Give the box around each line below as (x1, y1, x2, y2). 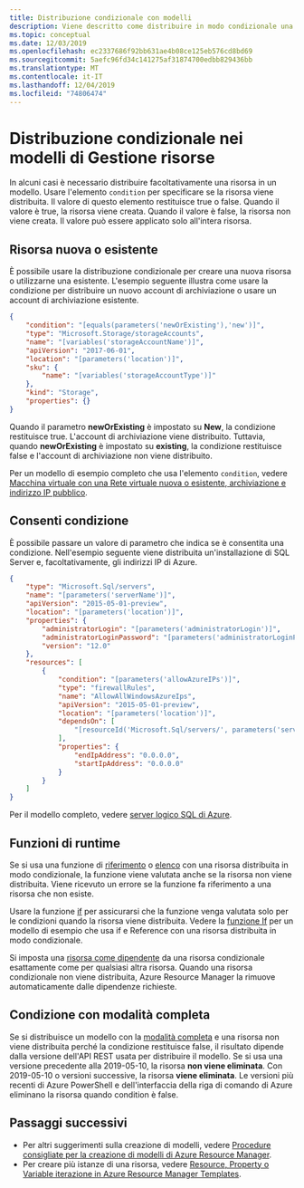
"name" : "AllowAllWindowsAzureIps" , (57, 692, 196, 701)
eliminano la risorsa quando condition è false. (9, 1088, 179, 1100)
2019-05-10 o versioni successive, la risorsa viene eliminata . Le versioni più (9, 1069, 294, 1080)
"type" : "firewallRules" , (57, 683, 156, 693)
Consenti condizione (9, 513, 129, 529)
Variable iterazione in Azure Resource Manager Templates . (22, 1168, 242, 1179)
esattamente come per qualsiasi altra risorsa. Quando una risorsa (9, 962, 253, 972)
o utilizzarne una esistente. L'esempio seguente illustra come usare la (9, 275, 269, 286)
